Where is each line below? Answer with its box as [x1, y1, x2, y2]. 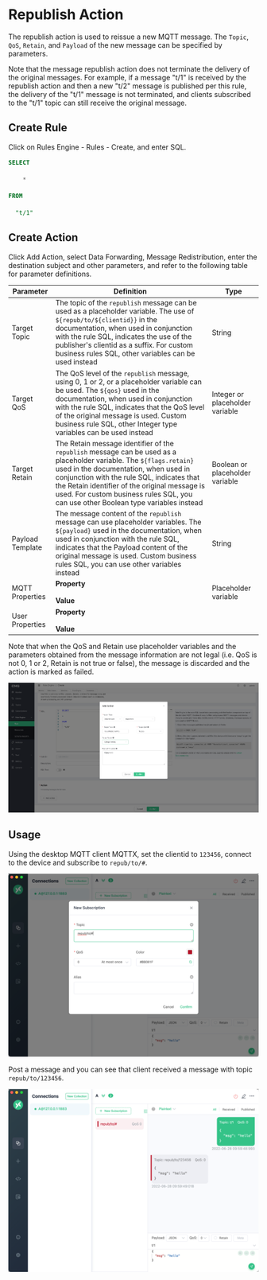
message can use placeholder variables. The [55, 517, 202, 527]
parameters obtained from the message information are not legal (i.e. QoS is [8, 650, 257, 659]
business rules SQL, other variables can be [55, 348, 195, 359]
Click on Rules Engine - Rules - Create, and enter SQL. [8, 142, 187, 152]
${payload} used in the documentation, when [55, 526, 203, 535]
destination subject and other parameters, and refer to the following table [8, 260, 248, 270]
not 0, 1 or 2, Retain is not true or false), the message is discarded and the [8, 659, 250, 668]
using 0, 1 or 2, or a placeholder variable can [55, 376, 203, 387]
